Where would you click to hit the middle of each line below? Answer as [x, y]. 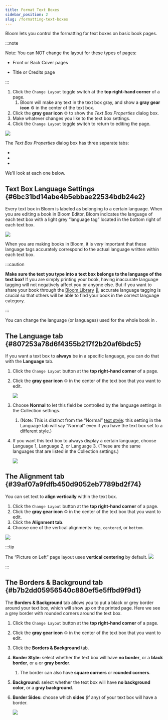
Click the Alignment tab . [38, 522]
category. [15, 301]
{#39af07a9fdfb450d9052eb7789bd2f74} [73, 484]
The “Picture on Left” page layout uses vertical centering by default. [76, 557]
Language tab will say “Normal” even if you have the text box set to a [91, 426]
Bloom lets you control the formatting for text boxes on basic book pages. [81, 34]
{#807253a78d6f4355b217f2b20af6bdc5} [73, 344]
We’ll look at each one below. [35, 173]
